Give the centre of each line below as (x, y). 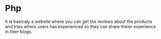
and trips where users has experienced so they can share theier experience (80, 26)
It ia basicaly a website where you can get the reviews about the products (79, 21)
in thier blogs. (19, 31)
